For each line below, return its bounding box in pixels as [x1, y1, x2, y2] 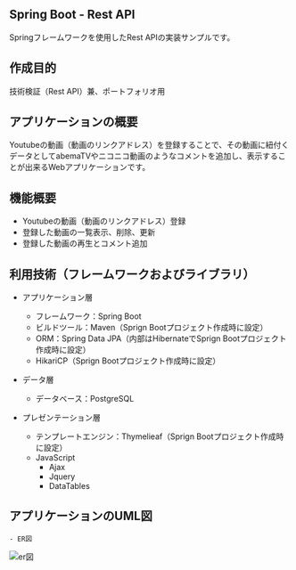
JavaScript [35, 452, 76, 463]
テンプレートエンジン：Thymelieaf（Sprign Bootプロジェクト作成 [35, 431, 276, 442]
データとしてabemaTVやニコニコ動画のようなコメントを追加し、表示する [9, 151, 279, 161]
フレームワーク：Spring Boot [35, 311, 142, 322]
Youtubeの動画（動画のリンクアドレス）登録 [21, 216, 186, 226]
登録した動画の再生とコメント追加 [21, 238, 148, 248]
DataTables [48, 481, 91, 492]
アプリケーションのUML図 [9, 509, 153, 524]
